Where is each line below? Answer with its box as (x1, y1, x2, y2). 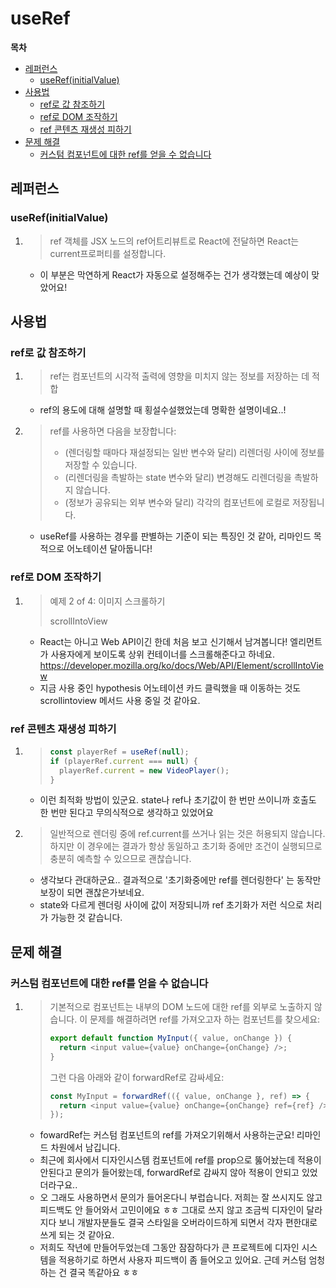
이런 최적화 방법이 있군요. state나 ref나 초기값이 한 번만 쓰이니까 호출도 (39, 794, 317, 806)
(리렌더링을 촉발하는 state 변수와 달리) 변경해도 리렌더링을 (64, 472, 292, 484)
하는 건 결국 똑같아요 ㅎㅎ (39, 1267, 140, 1279)
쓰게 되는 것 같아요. (39, 1229, 115, 1241)
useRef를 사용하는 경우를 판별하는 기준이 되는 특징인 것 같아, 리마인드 (39, 530, 312, 542)
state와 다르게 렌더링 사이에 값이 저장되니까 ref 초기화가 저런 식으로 (39, 899, 304, 911)
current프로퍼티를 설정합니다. (49, 247, 167, 259)
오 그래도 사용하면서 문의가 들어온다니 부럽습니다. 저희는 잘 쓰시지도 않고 (39, 1192, 323, 1204)
